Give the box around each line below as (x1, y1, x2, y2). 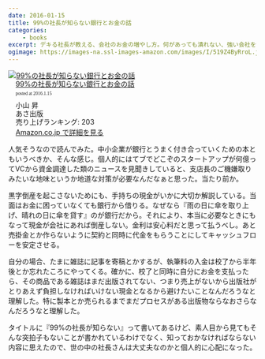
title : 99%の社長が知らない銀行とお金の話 (8, 19, 132, 27)
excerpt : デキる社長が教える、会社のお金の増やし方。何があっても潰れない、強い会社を (8, 41, 256, 49)
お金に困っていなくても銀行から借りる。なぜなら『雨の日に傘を (21, 200, 229, 210)
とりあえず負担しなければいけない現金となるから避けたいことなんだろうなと (8, 286, 256, 296)
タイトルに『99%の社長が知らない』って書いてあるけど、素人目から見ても (8, 323, 250, 332)
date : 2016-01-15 (8, 11, 65, 20)
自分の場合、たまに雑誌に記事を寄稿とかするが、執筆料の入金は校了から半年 (8, 257, 257, 267)
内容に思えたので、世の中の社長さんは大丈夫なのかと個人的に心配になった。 (8, 342, 257, 352)
